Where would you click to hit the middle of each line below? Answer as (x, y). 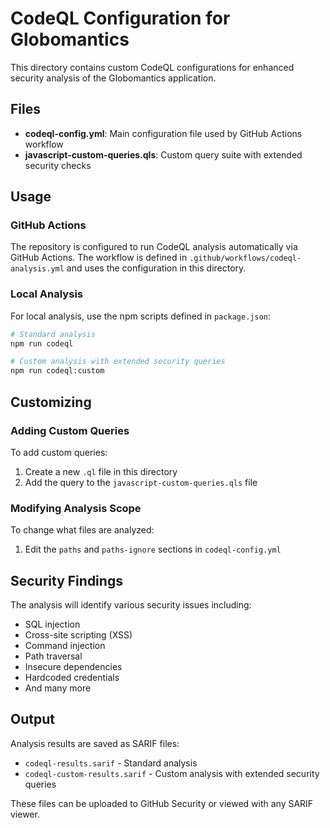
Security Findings (66, 580)
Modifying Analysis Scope (76, 508)
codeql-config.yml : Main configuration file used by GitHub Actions (163, 133)
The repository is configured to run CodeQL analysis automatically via (154, 247)
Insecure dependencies (73, 667)
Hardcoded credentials (72, 678)
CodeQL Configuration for (120, 18)
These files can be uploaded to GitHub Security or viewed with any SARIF (162, 803)
